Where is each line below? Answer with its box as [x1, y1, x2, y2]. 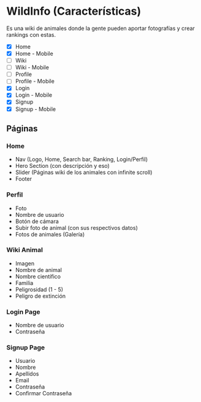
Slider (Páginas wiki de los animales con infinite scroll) [15, 169, 153, 176]
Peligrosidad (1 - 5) [15, 286, 63, 293]
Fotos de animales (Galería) [15, 230, 85, 238]
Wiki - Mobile [15, 64, 49, 71]
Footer [15, 175, 32, 183]
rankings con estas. [6, 31, 56, 38]
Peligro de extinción [15, 292, 66, 300]
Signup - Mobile [15, 105, 56, 113]
